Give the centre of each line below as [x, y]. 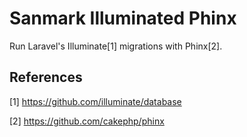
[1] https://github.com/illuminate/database [95, 101]
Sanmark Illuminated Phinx [123, 18]
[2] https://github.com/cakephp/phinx [87, 121]
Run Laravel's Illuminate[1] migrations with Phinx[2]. [116, 46]
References [46, 77]
